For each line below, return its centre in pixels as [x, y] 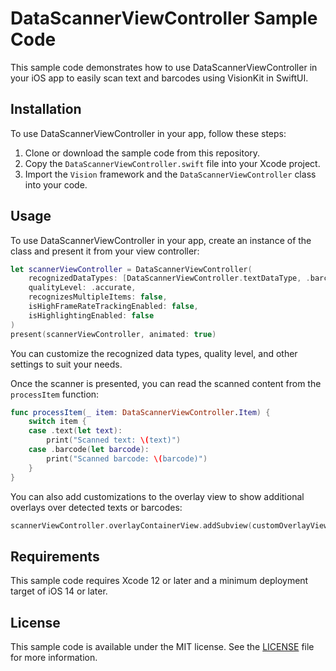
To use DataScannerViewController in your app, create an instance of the [161, 240]
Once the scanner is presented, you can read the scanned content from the [166, 383]
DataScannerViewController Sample [164, 18]
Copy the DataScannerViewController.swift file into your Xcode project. [172, 163]
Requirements [55, 556]
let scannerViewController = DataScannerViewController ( [131, 269]
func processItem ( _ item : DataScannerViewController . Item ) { [140, 412]
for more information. [54, 658]
